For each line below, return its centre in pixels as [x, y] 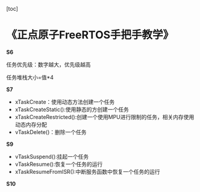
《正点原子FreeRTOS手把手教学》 [90, 35]
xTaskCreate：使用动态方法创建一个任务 [65, 101]
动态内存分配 [31, 124]
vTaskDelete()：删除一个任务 [51, 132]
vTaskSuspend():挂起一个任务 [52, 156]
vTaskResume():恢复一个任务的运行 [59, 164]
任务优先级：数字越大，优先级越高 [48, 64]
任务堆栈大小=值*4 [30, 77]
